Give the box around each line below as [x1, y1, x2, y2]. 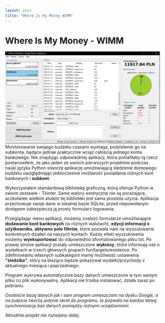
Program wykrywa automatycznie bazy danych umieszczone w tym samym [5, 272, 158, 278]
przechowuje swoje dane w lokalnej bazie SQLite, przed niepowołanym [5, 200, 149, 207]
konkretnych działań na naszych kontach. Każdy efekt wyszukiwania [5, 231, 144, 237]
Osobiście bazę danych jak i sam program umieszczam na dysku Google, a [5, 292, 159, 298]
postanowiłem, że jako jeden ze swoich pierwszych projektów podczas [5, 159, 149, 165]
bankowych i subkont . [5, 175, 51, 181]
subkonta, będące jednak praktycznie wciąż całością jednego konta [5, 149, 142, 155]
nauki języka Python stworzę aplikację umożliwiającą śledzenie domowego [5, 165, 157, 171]
